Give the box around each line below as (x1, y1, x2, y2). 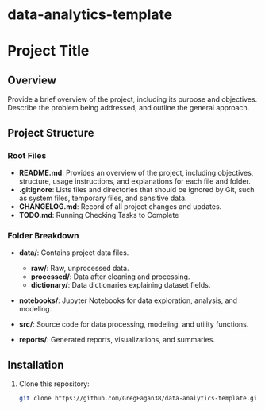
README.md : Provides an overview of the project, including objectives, (18, 168, 254, 177)
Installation (7, 358, 64, 371)
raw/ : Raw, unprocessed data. (30, 264, 129, 273)
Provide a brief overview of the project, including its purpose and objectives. (7, 95, 258, 104)
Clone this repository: (18, 379, 90, 389)
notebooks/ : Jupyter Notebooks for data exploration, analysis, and (18, 296, 238, 305)
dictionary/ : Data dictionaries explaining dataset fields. (30, 280, 211, 290)
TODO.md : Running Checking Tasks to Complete (18, 210, 179, 219)
